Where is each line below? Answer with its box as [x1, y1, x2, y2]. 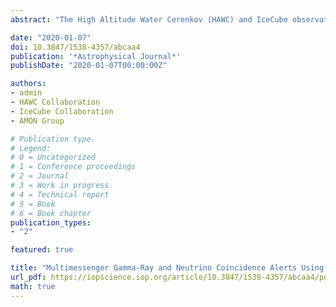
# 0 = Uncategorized [10, 152, 97, 163]
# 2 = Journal [10, 171, 70, 181]
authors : [10, 79, 47, 89]
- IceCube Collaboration [10, 106, 114, 116]
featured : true [10, 245, 74, 255]
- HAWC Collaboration [10, 97, 101, 107]
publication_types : [10, 217, 92, 228]
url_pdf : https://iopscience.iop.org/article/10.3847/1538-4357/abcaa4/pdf [10, 272, 333, 282]
